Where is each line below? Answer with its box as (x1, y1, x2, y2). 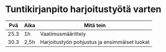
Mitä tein (84, 22, 106, 29)
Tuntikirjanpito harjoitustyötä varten (5, 4, 161, 15)
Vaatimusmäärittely (40, 30, 86, 37)
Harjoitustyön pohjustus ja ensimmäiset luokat (40, 38, 150, 45)
